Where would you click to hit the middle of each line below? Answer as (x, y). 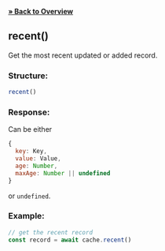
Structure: (28, 76)
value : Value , (38, 159)
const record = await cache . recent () (70, 240)
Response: (29, 112)
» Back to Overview (40, 11)
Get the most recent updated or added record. (83, 55)
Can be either (30, 129)
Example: (26, 216)
